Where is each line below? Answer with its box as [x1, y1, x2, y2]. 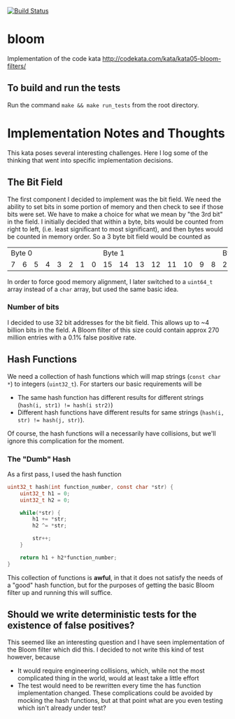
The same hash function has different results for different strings [17, 393, 204, 401]
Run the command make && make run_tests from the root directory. [7, 100, 199, 109]
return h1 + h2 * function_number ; [20, 554, 117, 561]
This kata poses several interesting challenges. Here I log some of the [7, 148, 208, 157]
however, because [7, 653, 61, 661]
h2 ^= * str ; [32, 523, 68, 530]
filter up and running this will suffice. [7, 588, 113, 596]
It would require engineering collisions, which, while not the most [17, 666, 205, 675]
